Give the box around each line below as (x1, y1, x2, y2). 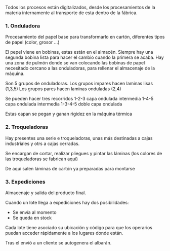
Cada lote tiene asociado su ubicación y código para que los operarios (5, 224, 153, 230)
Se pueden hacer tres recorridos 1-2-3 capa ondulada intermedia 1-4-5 (5, 96, 154, 102)
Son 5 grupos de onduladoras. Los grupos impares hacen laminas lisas (5, 81, 153, 87)
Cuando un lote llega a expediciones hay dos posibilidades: (5, 199, 129, 205)
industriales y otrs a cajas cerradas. (5, 140, 80, 147)
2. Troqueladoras (5, 124, 49, 131)
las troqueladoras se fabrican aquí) (5, 156, 78, 162)
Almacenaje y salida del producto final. (5, 190, 86, 196)
